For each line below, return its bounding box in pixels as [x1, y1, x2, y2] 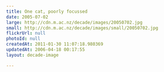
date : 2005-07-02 [6, 14, 49, 20]
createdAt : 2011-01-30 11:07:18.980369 [6, 42, 104, 47]
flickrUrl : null [6, 30, 46, 36]
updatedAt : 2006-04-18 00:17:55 [6, 47, 85, 53]
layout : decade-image [6, 52, 59, 58]
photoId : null [6, 36, 41, 42]
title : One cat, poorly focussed [6, 8, 88, 15]
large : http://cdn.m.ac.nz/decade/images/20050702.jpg [6, 19, 143, 25]
